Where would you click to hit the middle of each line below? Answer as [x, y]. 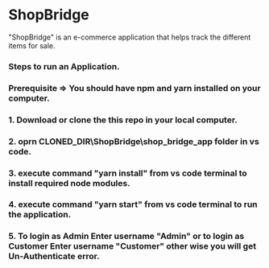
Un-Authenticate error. [54, 257]
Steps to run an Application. [64, 66]
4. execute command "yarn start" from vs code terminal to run [133, 204]
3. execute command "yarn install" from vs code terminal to [128, 173]
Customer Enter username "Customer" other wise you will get [132, 246]
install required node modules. [69, 183]
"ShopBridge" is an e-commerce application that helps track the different [130, 37]
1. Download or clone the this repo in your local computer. [123, 120]
